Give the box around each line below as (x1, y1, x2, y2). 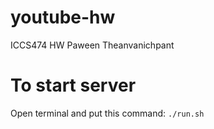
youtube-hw (10, 6, 116, 29)
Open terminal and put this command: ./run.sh (10, 107, 205, 119)
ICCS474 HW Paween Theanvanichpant (10, 39, 175, 51)
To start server (10, 74, 137, 97)
